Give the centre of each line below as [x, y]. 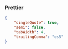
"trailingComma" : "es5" [39, 37]
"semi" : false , [30, 28]
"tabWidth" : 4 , [30, 32]
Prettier [14, 8]
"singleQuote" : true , [36, 23]
